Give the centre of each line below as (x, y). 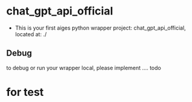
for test (25, 92)
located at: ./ (31, 34)
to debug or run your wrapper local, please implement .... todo (84, 68)
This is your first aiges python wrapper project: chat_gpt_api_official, (100, 28)
